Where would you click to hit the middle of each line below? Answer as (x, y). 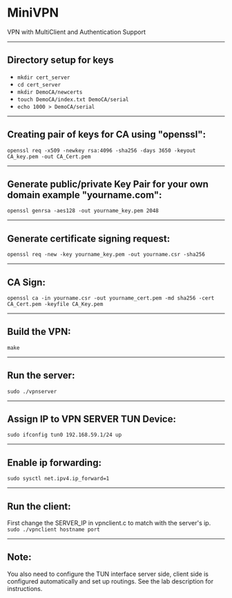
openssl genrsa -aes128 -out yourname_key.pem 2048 (83, 211)
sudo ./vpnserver (32, 391)
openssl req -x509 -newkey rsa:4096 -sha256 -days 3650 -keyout (101, 150)
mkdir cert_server (43, 78)
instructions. (25, 588)
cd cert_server (39, 84)
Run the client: (39, 506)
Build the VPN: (39, 332)
